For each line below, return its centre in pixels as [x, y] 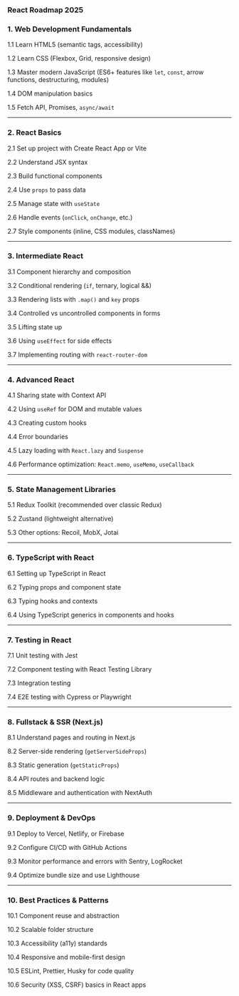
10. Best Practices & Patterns [58, 900]
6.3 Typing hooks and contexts [53, 601]
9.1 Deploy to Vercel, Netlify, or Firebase [66, 833]
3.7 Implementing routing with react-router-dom [78, 354]
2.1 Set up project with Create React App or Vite [77, 148]
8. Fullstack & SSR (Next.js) [55, 722]
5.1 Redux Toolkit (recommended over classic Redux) [85, 505]
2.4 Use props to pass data [47, 190]
